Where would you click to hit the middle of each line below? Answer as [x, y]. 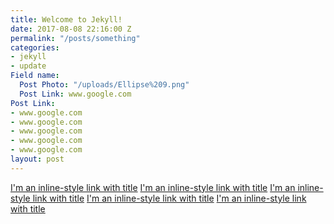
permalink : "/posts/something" [75, 38]
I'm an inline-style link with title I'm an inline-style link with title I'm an [153, 187]
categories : [35, 47]
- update [28, 66]
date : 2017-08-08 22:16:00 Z [71, 29]
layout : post [37, 159]
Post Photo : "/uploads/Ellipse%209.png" [104, 85]
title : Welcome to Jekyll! [66, 19]
